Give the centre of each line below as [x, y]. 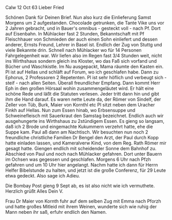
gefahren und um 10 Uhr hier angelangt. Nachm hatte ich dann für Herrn [82, 165]
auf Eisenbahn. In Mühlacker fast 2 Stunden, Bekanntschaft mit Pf [75, 34]
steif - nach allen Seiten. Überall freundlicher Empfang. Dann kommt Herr [83, 83]
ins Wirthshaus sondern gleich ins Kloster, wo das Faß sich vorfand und [81, 61]
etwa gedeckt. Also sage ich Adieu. [43, 176]
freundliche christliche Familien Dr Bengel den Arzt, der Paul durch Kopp [82, 137]
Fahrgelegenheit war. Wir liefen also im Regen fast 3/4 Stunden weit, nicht [84, 56]
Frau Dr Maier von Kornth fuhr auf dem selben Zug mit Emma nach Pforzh [83, 201]
